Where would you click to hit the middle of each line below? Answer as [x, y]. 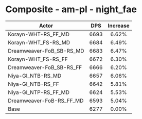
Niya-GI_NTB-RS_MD [35, 76]
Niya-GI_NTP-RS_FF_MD [39, 92]
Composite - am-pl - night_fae [71, 9]
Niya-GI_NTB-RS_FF [33, 84]
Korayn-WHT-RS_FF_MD [39, 34]
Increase [119, 26]
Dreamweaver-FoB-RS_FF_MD [46, 101]
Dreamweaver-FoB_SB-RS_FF [45, 67]
